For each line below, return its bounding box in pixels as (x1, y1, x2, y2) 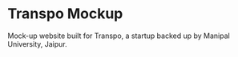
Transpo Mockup (7, 5, 123, 23)
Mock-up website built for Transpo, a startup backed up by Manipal (7, 31, 230, 40)
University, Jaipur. (7, 39, 67, 48)
